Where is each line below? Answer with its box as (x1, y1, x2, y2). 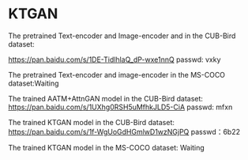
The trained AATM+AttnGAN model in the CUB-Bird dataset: (8, 93, 204, 103)
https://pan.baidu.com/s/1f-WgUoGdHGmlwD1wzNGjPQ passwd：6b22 (8, 127, 241, 136)
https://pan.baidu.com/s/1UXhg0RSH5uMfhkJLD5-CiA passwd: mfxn (8, 102, 233, 112)
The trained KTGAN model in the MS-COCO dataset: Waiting (8, 143, 205, 152)
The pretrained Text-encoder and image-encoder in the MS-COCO (8, 70, 226, 79)
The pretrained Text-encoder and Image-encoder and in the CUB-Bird (8, 31, 236, 40)
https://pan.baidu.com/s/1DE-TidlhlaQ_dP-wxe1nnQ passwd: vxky (8, 55, 221, 64)
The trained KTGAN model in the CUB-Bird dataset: (8, 117, 175, 127)
